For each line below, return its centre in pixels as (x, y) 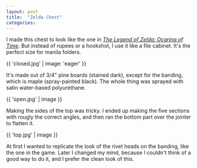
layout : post (22, 12)
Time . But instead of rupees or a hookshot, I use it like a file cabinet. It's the (99, 46)
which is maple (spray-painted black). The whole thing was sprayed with (95, 81)
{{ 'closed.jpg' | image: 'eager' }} (46, 64)
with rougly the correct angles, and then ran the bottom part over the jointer (99, 117)
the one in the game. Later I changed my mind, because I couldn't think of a (99, 153)
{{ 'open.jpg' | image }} (34, 99)
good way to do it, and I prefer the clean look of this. (70, 159)
